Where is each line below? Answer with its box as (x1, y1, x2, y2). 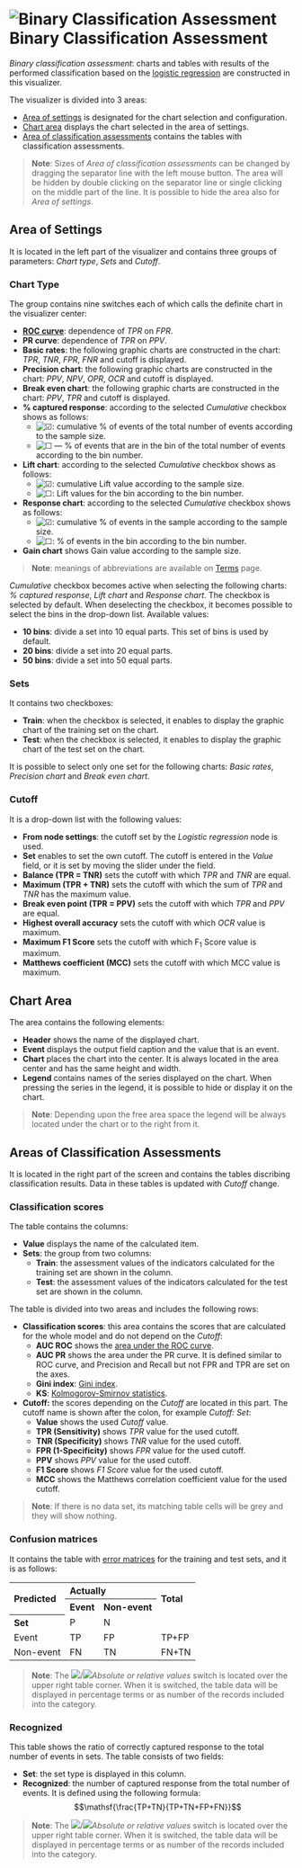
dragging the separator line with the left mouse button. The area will (31, 167, 283, 178)
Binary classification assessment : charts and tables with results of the (9, 58, 270, 68)
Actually (69, 1584, 106, 1596)
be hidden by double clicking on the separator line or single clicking (31, 176, 283, 188)
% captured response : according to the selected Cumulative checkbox (22, 402, 288, 413)
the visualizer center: (9, 308, 87, 319)
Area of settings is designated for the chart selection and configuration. (22, 112, 288, 122)
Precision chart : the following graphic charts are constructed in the (22, 364, 272, 375)
